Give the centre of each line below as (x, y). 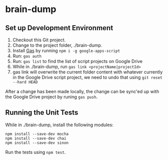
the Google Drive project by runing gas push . (51, 97)
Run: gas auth (27, 56)
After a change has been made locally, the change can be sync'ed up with (82, 91)
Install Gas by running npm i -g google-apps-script (66, 51)
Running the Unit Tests (42, 112)
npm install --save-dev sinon (37, 143)
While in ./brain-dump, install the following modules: (59, 125)
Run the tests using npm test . (36, 152)
